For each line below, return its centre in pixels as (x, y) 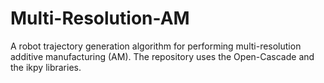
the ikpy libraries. (46, 67)
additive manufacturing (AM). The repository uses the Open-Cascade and (162, 56)
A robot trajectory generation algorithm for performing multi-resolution (156, 46)
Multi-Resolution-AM (100, 18)
